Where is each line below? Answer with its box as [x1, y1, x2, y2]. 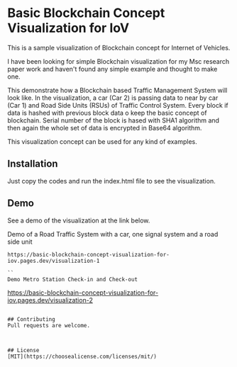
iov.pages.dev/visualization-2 [7, 295, 94, 304]
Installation [7, 158, 58, 170]
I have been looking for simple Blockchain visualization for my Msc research [7, 57, 230, 65]
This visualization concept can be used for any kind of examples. [7, 137, 197, 146]
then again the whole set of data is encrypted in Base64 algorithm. [7, 123, 202, 132]
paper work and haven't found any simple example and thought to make [7, 64, 218, 73]
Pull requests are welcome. [7, 322, 91, 329]
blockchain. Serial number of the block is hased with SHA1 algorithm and [7, 115, 220, 125]
